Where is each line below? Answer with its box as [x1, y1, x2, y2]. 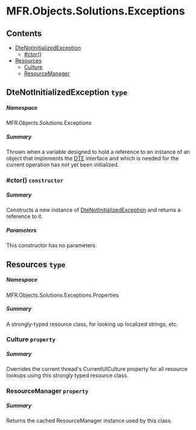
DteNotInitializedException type [6, 87, 128, 98]
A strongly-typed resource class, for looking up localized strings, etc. [6, 320, 179, 327]
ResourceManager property [6, 387, 89, 396]
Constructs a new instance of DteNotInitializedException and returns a [6, 206, 181, 213]
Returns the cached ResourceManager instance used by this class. [6, 417, 172, 425]
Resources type [6, 259, 66, 270]
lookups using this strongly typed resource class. [6, 372, 128, 379]
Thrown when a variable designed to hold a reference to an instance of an [6, 148, 190, 156]
